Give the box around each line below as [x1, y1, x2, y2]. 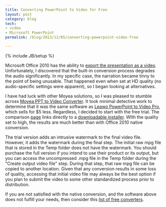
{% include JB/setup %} [5, 52, 55, 58]
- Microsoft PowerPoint [5, 30, 55, 35]
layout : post [5, 12, 32, 17]
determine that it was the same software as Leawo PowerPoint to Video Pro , [5, 103, 161, 109]
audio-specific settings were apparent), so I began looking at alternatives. [5, 83, 156, 89]
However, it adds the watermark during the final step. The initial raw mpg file [5, 139, 162, 145]
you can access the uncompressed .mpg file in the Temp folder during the [5, 155, 157, 161]
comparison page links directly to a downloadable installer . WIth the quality [5, 114, 159, 120]
